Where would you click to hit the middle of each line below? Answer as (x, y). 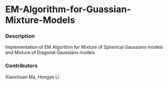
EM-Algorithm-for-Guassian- (68, 9)
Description (20, 36)
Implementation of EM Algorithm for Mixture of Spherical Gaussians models (84, 47)
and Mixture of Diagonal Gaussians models (50, 52)
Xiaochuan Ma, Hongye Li (32, 77)
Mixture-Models (40, 20)
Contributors (22, 66)
